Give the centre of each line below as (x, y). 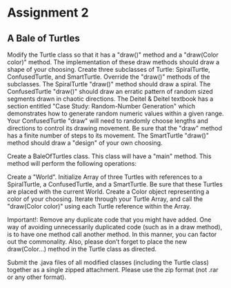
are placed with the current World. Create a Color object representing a (108, 192)
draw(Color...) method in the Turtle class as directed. (82, 249)
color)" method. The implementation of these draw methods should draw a (113, 62)
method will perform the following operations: (72, 163)
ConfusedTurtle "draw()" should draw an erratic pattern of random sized (110, 92)
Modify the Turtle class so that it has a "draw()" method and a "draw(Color (113, 55)
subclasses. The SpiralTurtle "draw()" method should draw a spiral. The (109, 84)
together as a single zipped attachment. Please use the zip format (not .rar (113, 270)
